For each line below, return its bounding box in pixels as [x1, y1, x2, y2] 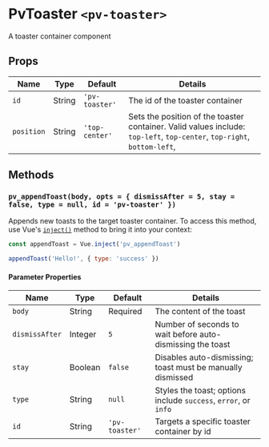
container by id [155, 426, 211, 437]
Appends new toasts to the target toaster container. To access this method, [8, 216, 257, 226]
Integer [69, 329, 97, 340]
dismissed [155, 372, 194, 383]
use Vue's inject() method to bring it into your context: [8, 225, 192, 235]
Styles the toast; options [155, 385, 247, 397]
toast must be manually [155, 362, 243, 373]
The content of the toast [155, 306, 246, 317]
